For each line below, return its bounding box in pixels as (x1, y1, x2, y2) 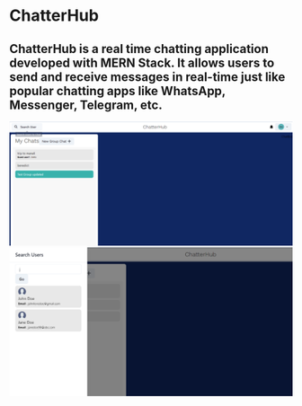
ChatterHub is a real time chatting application (9, 41, 270, 57)
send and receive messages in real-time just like (9, 69, 286, 84)
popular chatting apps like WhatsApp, (9, 83, 226, 99)
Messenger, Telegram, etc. (9, 97, 164, 112)
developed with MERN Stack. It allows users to (9, 55, 275, 70)
